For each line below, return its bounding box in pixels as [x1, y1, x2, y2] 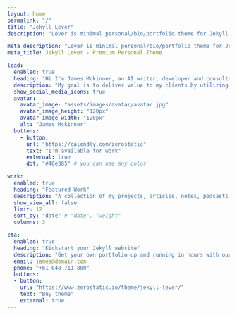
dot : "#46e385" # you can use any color [25, 160, 147, 168]
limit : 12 [13, 206, 42, 213]
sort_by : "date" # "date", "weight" [13, 212, 121, 219]
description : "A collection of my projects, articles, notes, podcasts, [13, 192, 232, 199]
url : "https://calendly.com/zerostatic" [25, 140, 147, 148]
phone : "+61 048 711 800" [13, 264, 90, 271]
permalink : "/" [7, 17, 52, 24]
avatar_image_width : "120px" [20, 114, 106, 122]
